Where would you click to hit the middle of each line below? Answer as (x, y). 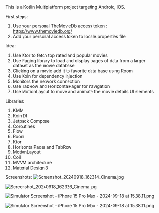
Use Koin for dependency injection (47, 76)
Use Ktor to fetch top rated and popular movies (60, 55)
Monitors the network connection (46, 81)
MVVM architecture (32, 162)
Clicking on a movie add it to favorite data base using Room (73, 71)
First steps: (17, 16)
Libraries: (15, 101)
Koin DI (20, 116)
